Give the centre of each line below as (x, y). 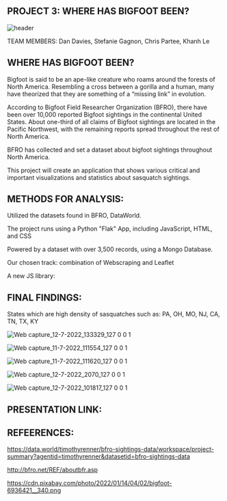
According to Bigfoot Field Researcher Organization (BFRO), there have (107, 107)
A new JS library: (31, 276)
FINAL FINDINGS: (44, 298)
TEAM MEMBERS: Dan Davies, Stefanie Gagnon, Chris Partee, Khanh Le (108, 41)
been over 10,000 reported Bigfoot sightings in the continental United (105, 114)
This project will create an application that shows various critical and (104, 170)
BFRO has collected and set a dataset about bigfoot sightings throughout (110, 150)
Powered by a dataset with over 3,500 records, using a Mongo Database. (110, 249)
